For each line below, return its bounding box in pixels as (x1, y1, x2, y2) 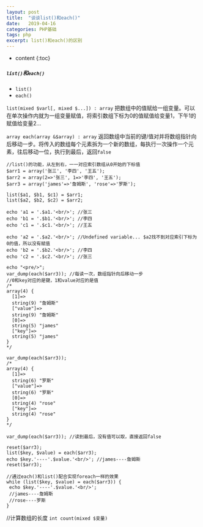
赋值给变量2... (6, 119, 42, 127)
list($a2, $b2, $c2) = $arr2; (6, 197, 84, 203)
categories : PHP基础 (6, 26, 57, 33)
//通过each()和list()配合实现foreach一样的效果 (6, 474, 119, 480)
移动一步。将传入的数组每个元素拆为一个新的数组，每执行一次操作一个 (11, 140, 188, 147)
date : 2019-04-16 (6, 20, 56, 26)
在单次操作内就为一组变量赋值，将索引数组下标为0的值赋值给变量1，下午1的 (6, 112, 197, 119)
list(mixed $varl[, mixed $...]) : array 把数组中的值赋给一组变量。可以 (6, 104, 196, 111)
